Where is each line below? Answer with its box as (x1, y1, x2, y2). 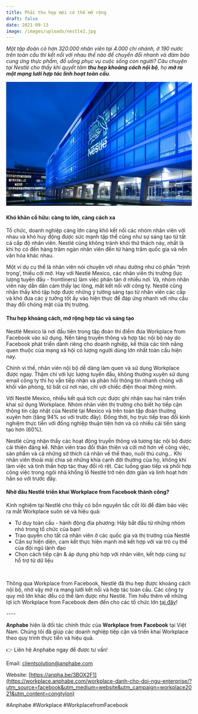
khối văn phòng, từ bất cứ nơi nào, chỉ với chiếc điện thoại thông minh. (6, 383, 177, 390)
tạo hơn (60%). (6, 425, 43, 433)
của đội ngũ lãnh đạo (14, 544, 66, 551)
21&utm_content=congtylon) (6, 690, 75, 697)
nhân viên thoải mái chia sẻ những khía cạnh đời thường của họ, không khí (6, 456, 187, 463)
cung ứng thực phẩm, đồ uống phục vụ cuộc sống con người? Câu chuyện (6, 58, 187, 65)
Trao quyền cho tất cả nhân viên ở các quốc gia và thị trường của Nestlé (14, 532, 190, 539)
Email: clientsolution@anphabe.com (6, 660, 93, 667)
